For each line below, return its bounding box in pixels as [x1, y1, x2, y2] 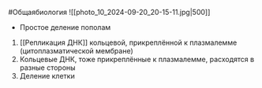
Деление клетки [19, 71, 75, 80]
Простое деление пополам [19, 23, 111, 31]
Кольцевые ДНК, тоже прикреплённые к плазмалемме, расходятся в [19, 55, 255, 64]
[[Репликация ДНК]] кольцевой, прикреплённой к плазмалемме [19, 38, 238, 47]
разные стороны [19, 63, 77, 72]
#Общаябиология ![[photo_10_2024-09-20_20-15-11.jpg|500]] [8, 8, 211, 16]
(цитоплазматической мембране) [19, 46, 134, 55]
